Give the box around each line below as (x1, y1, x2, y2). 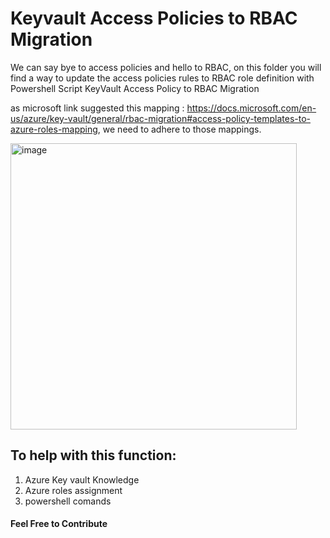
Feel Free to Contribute (10, 518, 108, 530)
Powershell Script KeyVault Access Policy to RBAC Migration (10, 82, 260, 94)
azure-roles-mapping (10, 123, 98, 135)
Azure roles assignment (24, 484, 123, 496)
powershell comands (24, 495, 112, 507)
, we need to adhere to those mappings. (97, 123, 262, 135)
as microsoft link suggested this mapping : (10, 102, 185, 114)
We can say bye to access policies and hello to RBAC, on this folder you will (10, 61, 322, 73)
